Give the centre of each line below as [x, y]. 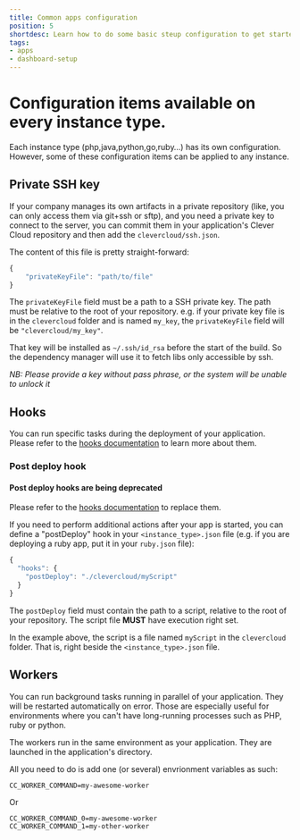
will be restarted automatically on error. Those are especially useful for [139, 706]
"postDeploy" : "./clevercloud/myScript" [101, 577]
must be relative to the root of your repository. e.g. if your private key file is [147, 311]
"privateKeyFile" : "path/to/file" [89, 277]
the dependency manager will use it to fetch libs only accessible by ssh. [142, 357]
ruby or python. [38, 725]
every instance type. [88, 122]
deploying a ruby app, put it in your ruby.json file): [102, 544]
